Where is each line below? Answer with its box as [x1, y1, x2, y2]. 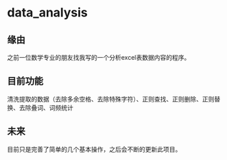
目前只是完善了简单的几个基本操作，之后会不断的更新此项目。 [7, 145, 182, 153]
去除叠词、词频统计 [19, 103, 73, 111]
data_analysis [7, 5, 88, 21]
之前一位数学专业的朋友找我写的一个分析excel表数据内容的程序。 [7, 54, 191, 61]
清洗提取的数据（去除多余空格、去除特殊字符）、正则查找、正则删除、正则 [7, 95, 215, 103]
